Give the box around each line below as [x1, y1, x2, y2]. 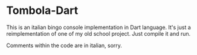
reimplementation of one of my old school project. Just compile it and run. [6, 30, 191, 37]
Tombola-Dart [6, 4, 79, 18]
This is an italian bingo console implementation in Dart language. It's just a [6, 24, 192, 31]
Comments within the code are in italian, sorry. [6, 42, 123, 49]
